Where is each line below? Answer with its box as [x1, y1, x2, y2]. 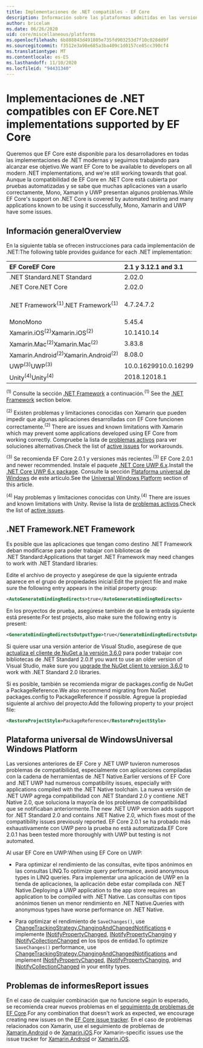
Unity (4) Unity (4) [9, 372, 54, 382]
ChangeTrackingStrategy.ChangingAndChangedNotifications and [14, 950, 178, 958]
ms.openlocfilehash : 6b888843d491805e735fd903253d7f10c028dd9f [6, 37, 169, 43]
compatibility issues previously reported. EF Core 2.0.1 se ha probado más [6, 818, 191, 825]
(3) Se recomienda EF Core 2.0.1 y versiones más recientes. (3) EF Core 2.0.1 [6, 454, 193, 462]
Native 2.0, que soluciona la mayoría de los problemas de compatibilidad [6, 799, 187, 806]
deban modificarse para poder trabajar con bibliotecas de [6, 547, 150, 554]
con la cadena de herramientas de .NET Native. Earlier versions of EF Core [6, 773, 190, 780]
